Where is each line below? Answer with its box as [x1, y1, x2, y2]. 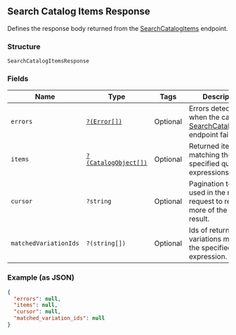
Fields [7, 74, 29, 83]
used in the [188, 188, 226, 198]
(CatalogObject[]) [86, 159, 147, 167]
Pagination [188, 179, 225, 189]
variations [188, 234, 222, 244]
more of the [188, 205, 228, 215]
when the [188, 112, 220, 122]
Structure [7, 41, 41, 51]
